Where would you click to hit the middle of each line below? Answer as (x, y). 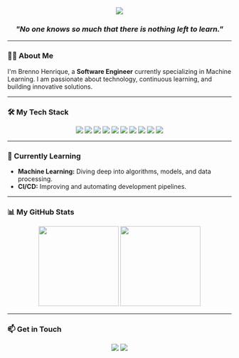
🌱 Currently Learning (44, 156)
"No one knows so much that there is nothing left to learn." (119, 29)
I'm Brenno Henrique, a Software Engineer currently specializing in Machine (119, 71)
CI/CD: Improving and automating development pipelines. (102, 187)
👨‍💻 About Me (30, 56)
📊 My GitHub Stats (41, 212)
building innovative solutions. (50, 86)
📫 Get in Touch (34, 330)
